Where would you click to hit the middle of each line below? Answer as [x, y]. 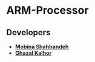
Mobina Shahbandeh [42, 46]
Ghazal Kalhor [33, 53]
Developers [28, 32]
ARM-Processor [47, 10]
